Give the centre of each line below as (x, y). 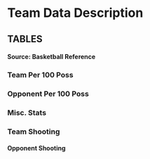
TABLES (25, 39)
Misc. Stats (27, 113)
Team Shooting (34, 132)
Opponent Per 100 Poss (48, 94)
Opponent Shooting (36, 148)
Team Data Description (75, 13)
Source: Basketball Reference (52, 57)
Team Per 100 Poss (40, 75)
